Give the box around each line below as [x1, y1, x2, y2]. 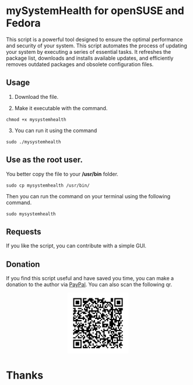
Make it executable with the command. [14, 104, 108, 112]
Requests [6, 226, 41, 236]
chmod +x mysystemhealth [6, 116, 66, 122]
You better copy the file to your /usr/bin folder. [6, 170, 118, 177]
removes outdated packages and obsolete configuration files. [6, 60, 154, 68]
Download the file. [14, 93, 59, 100]
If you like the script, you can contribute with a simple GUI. [6, 242, 147, 249]
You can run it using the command [14, 127, 97, 134]
